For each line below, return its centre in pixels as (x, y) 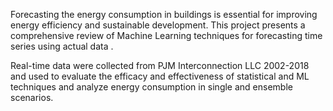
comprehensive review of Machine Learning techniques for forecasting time (166, 35)
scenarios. (32, 97)
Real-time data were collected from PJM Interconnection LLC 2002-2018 (160, 65)
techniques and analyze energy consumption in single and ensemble (151, 87)
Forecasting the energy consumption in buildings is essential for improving (164, 14)
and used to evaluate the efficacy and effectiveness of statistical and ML (160, 76)
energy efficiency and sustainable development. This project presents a (158, 25)
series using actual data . (62, 46)
